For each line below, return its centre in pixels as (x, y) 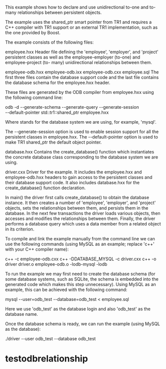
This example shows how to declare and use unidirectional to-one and (77, 7)
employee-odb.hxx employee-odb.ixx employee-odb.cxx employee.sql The (82, 72)
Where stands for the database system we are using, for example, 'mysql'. (81, 122)
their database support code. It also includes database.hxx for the (72, 183)
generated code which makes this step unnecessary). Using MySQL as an (81, 284)
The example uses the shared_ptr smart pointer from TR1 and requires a (79, 22)
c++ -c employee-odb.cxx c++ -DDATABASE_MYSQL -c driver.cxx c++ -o (81, 259)
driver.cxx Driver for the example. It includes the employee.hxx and (74, 172)
